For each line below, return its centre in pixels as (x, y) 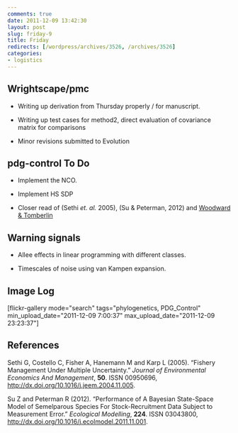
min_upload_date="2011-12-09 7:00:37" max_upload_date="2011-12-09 (111, 316)
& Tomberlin (35, 215)
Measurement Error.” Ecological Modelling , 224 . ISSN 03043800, (103, 414)
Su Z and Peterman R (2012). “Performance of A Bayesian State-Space (110, 399)
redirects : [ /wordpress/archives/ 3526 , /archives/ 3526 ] (91, 47)
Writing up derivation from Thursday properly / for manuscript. (109, 106)
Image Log (31, 291)
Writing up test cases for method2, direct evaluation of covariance (114, 120)
